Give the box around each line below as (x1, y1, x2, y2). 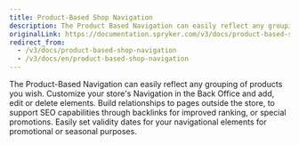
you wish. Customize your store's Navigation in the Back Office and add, (9, 88, 275, 99)
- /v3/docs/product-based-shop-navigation (17, 46, 177, 55)
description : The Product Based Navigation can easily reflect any (9, 21, 265, 30)
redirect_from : (9, 37, 66, 47)
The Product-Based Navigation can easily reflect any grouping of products (9, 79, 283, 89)
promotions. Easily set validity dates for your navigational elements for (9, 117, 267, 127)
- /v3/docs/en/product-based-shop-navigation (17, 54, 190, 63)
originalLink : (9, 29, 62, 38)
